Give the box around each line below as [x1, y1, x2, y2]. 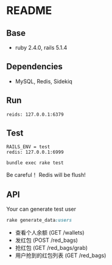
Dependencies [6, 61, 63, 72]
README [6, 4, 52, 18]
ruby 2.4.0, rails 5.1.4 [15, 44, 68, 51]
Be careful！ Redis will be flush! [6, 171, 86, 179]
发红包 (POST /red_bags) [15, 236, 78, 244]
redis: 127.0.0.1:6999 [6, 150, 64, 156]
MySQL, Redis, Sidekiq [15, 77, 72, 85]
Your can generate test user [6, 205, 76, 213]
